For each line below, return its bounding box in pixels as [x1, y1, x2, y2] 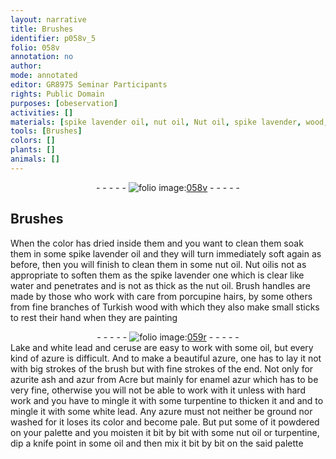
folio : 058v [10, 42, 60, 53]
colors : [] [10, 136, 56, 146]
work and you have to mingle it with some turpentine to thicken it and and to [10, 394, 324, 406]
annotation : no [10, 52, 74, 62]
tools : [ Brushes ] [10, 126, 83, 136]
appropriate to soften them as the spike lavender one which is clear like [10, 269, 305, 281]
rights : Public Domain [10, 89, 105, 99]
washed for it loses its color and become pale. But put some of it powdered [10, 416, 320, 428]
